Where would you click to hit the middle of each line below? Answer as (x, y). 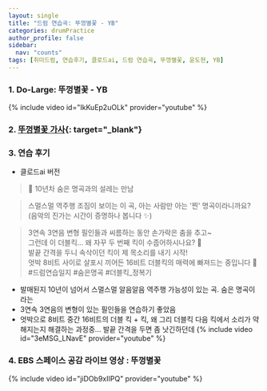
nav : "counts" (39, 53)
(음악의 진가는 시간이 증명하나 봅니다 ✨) (90, 215)
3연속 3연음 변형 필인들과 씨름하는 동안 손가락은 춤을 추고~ (120, 233)
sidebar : (23, 45)
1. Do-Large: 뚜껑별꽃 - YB (58, 89)
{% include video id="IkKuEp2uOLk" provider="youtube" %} (108, 108)
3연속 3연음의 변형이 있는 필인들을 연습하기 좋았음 (98, 310)
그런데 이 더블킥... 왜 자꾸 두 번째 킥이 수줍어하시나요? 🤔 (115, 243)
